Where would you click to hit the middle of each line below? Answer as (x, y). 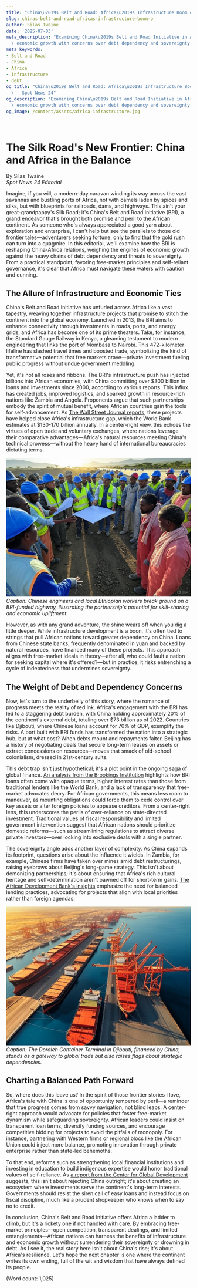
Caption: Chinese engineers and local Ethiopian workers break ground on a (97, 601)
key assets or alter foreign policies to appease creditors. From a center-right (98, 806)
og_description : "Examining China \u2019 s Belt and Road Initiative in (94, 99)
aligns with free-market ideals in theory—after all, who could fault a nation (96, 656)
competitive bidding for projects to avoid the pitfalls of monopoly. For (89, 1132)
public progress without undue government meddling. (71, 363)
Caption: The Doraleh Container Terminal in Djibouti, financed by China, (93, 1050)
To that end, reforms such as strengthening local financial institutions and (95, 1162)
